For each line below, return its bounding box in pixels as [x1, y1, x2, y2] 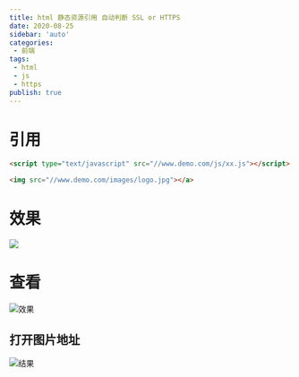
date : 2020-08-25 [9, 21, 74, 30]
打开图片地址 [9, 332, 81, 347]
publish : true [9, 88, 63, 97]
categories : [9, 38, 54, 47]
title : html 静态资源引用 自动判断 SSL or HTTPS [9, 13, 181, 22]
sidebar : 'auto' [9, 30, 70, 39]
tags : [9, 55, 30, 64]
